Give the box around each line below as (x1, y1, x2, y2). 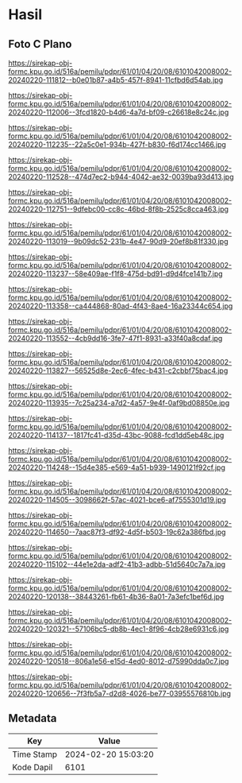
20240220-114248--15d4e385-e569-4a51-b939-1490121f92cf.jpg (8, 463, 226, 472)
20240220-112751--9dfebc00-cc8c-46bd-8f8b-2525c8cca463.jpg (8, 204, 229, 214)
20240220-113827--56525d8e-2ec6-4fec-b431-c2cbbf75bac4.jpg (8, 366, 229, 375)
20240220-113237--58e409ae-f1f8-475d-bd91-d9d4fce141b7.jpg (8, 269, 224, 278)
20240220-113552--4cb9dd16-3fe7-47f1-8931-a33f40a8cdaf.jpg (8, 334, 223, 343)
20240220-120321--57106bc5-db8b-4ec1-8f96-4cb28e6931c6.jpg (8, 624, 229, 634)
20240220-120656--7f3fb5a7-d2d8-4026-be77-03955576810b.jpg (8, 689, 232, 698)
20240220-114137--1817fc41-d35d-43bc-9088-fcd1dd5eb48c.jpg (8, 431, 225, 440)
